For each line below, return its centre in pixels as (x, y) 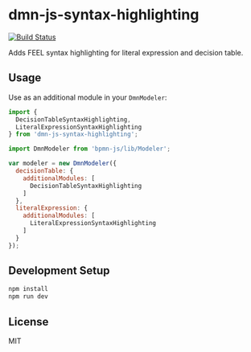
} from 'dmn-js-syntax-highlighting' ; (73, 134)
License (29, 322)
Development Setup (59, 271)
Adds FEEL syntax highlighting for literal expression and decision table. (126, 52)
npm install (28, 289)
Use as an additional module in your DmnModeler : (88, 97)
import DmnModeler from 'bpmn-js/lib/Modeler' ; (90, 149)
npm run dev (28, 297)
